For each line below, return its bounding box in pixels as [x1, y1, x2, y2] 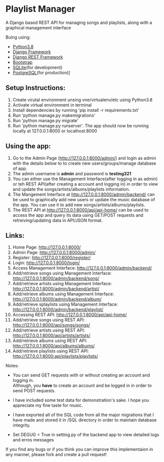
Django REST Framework [12, 54, 63, 60]
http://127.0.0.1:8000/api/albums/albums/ [12, 343, 95, 349]
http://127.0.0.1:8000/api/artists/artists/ [12, 333, 91, 338]
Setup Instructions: [5, 84, 65, 92]
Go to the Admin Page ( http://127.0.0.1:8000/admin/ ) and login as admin [12, 155, 157, 161]
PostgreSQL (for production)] [12, 69, 70, 75]
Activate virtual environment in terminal [12, 102, 92, 108]
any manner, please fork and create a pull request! [5, 452, 107, 458]
